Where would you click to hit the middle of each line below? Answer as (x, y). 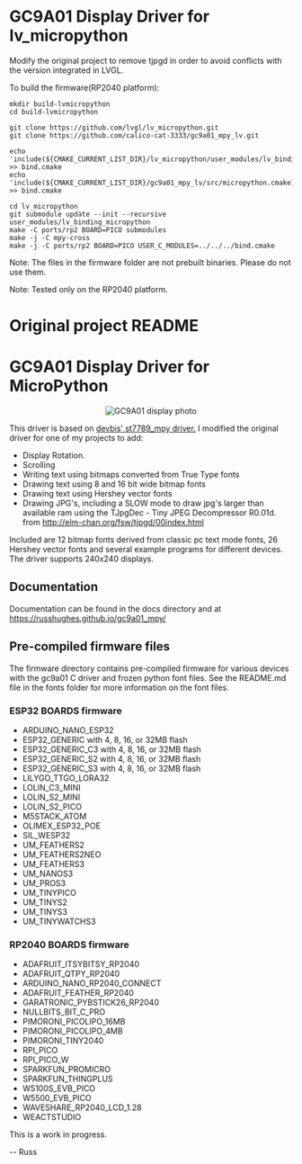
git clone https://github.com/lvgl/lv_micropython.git (114, 128)
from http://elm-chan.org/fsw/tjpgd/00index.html (113, 523)
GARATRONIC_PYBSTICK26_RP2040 (91, 1003)
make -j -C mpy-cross (50, 237)
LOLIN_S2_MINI (51, 797)
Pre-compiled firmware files (90, 646)
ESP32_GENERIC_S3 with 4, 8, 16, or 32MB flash (111, 768)
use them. (28, 272)
